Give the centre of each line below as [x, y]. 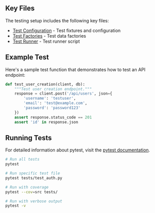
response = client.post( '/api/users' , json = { [64, 94]
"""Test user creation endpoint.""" [53, 89]
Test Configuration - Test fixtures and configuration [67, 31]
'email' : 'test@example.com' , [55, 103]
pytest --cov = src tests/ [32, 192]
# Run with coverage [27, 187]
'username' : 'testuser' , [50, 99]
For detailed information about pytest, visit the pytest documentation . [78, 150]
